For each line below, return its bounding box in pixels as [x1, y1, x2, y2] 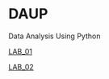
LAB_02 [8, 61, 34, 72]
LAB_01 [8, 46, 33, 56]
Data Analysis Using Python [8, 31, 101, 41]
